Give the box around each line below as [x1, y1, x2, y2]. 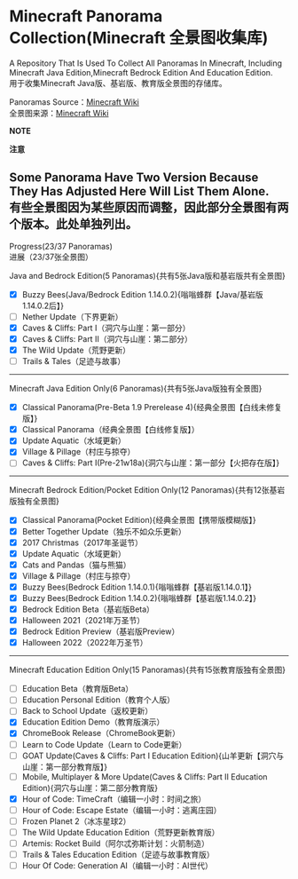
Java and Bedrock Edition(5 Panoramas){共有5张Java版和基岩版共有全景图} [9, 270, 286, 281]
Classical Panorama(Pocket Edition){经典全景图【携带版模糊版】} [21, 515, 256, 526]
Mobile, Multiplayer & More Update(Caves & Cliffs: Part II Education [21, 771, 268, 782]
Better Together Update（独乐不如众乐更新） [21, 526, 186, 536]
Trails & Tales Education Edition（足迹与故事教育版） [21, 850, 215, 859]
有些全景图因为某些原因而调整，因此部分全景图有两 [9, 200, 289, 215]
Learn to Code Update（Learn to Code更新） [21, 739, 187, 749]
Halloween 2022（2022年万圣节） [21, 637, 148, 648]
